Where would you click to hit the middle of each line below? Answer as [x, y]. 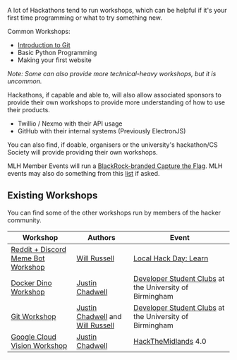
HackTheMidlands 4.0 [170, 341]
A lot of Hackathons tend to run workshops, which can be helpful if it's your [117, 10]
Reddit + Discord [39, 249]
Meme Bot [28, 258]
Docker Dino [31, 283]
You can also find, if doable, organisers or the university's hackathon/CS [113, 145]
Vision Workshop [39, 345]
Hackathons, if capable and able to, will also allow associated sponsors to [115, 95]
